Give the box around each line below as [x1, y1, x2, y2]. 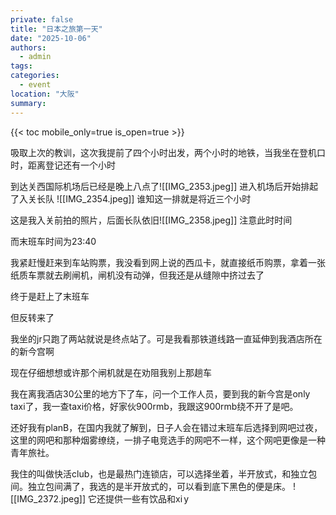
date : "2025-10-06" [10, 33, 92, 43]
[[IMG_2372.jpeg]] [10, 492, 87, 505]
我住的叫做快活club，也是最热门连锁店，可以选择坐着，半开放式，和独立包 [10, 467, 318, 480]
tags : [10, 61, 33, 71]
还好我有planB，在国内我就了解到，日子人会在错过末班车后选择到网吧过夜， [10, 421, 323, 433]
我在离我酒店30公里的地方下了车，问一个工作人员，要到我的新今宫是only [10, 387, 311, 400]
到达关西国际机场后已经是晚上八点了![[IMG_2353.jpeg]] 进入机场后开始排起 [10, 180, 319, 192]
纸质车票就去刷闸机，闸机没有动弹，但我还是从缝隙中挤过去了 [10, 269, 265, 281]
